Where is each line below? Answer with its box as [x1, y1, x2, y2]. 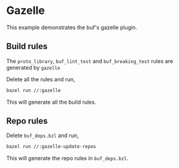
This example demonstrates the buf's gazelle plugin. [6, 24, 138, 31]
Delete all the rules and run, [6, 75, 75, 82]
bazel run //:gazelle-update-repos [6, 144, 96, 150]
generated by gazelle [6, 64, 61, 71]
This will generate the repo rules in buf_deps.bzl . [6, 155, 129, 162]
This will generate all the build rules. [6, 98, 96, 106]
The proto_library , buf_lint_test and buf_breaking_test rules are [6, 57, 174, 64]
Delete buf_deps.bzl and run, [6, 132, 79, 139]
